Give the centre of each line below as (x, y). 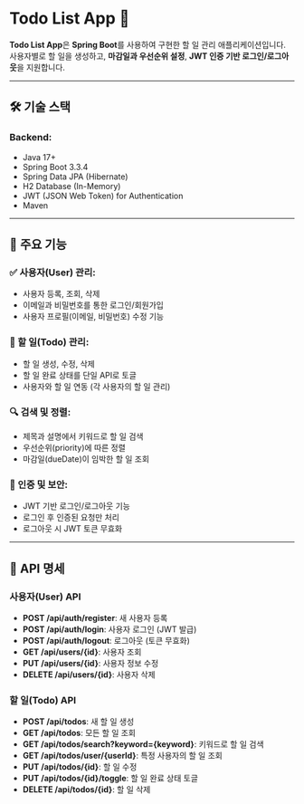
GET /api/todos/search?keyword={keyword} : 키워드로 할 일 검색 (143, 744)
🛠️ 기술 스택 (40, 107)
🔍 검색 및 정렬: (40, 412)
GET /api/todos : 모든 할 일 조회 (79, 733)
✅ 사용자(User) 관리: (53, 273)
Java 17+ (39, 157)
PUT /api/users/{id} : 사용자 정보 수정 (90, 663)
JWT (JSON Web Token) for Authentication (103, 196)
